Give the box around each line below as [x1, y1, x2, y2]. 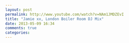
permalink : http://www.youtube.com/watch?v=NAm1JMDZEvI [5, 12, 124, 17]
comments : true [5, 26, 37, 31]
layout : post [5, 7, 32, 12]
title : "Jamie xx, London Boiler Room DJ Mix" [5, 16, 104, 21]
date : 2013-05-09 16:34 [5, 21, 55, 26]
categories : [5, 30, 30, 35]
